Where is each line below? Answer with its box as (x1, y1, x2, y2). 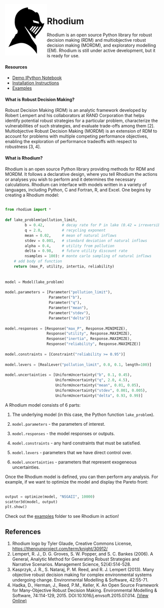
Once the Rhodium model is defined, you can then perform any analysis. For (5, 474, 159, 480)
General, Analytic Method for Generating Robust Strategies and (12, 556, 140, 562)
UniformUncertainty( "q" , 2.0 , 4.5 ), (55, 378, 130, 383)
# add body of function (14, 259, 62, 264)
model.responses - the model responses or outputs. (12, 430, 115, 437)
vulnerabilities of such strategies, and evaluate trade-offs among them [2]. (5, 123, 155, 129)
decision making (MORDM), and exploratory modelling (47, 42, 156, 48)
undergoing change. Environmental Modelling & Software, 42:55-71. (12, 577, 149, 583)
